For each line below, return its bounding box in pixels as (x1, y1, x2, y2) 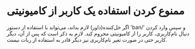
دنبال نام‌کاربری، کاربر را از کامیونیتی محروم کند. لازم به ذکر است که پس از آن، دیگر (6, 30, 190, 37)
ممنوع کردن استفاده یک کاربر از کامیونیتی (6, 4, 185, 18)
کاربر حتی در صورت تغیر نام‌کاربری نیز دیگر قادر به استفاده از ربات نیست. (6, 36, 167, 43)
